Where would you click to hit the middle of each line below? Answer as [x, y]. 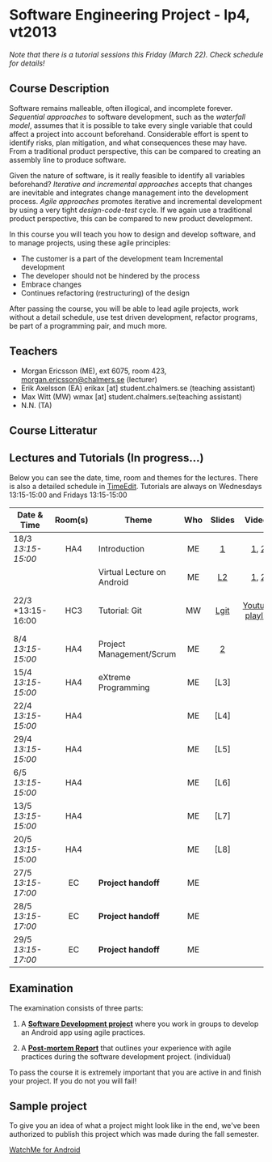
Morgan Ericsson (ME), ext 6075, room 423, [94, 371]
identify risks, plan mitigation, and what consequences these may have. [128, 143]
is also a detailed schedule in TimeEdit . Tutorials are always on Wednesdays [136, 486]
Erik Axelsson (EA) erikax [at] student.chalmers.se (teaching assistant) [138, 388]
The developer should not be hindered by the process [110, 275]
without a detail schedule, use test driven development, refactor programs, [133, 317]
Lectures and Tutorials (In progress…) [107, 458]
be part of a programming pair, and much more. [88, 326]
